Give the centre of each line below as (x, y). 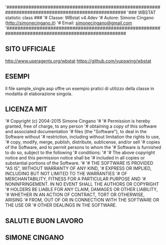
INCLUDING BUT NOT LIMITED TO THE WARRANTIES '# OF (66, 174)
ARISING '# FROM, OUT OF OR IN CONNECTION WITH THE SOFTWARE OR (82, 200)
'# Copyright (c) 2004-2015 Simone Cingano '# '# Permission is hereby (78, 121)
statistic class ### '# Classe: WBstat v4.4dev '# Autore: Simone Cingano (80, 18)
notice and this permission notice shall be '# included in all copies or (75, 158)
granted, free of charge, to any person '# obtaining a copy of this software (81, 126)
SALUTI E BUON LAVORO (44, 220)
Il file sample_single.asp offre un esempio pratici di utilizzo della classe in (80, 88)
